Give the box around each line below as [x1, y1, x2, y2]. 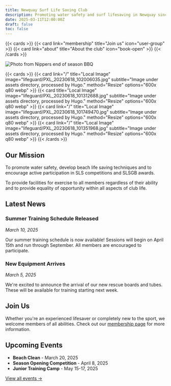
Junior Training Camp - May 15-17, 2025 [12, 365, 98, 371]
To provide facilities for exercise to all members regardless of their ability [5, 179, 158, 186]
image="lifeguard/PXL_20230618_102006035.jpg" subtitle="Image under [5, 76, 159, 83]
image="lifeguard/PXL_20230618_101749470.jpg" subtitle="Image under [5, 109, 157, 115]
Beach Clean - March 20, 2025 [12, 354, 78, 361]
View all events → [5, 375, 42, 381]
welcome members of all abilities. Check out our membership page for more [5, 321, 165, 327]
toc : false [5, 27, 28, 32]
